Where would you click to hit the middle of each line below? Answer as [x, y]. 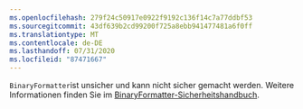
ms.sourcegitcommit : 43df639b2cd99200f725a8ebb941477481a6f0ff [131, 26]
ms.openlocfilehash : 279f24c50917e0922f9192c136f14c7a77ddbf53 [131, 18]
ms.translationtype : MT [54, 34]
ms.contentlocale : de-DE [56, 43]
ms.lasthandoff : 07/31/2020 [62, 51]
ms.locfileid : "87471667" [58, 59]
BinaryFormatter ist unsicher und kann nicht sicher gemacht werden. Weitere [152, 85]
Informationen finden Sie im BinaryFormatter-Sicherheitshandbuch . [134, 95]
